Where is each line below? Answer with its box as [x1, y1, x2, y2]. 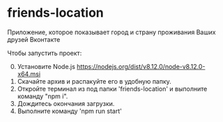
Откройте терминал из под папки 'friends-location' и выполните [17, 84, 208, 93]
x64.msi [17, 70, 40, 78]
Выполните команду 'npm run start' [17, 107, 122, 115]
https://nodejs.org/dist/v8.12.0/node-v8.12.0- [76, 62, 206, 70]
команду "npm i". [17, 92, 68, 100]
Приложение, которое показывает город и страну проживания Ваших [7, 28, 216, 36]
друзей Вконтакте [7, 35, 61, 43]
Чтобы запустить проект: [7, 49, 82, 57]
